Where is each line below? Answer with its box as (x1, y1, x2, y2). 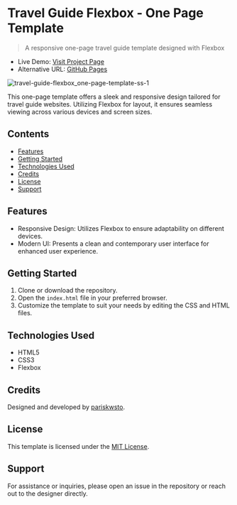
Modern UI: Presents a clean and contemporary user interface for (17, 239, 209, 248)
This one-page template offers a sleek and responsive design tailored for (7, 92, 221, 101)
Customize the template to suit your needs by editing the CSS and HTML (17, 301, 231, 310)
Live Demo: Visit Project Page (17, 57, 105, 65)
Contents (7, 128, 50, 140)
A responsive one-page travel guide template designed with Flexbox (24, 43, 225, 52)
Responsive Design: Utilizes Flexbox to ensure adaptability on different (17, 224, 225, 232)
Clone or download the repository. (17, 286, 118, 295)
